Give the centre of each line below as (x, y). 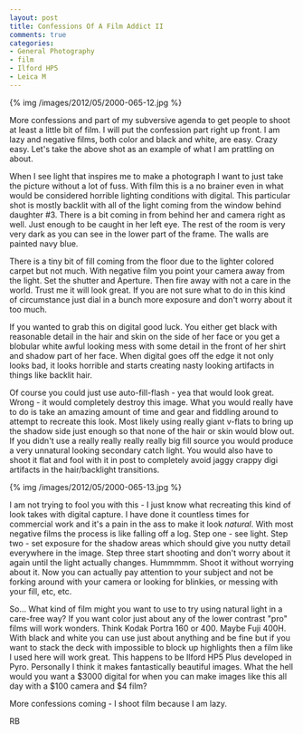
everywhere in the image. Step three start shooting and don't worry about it (150, 553)
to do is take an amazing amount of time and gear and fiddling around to (144, 411)
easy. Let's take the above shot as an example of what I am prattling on (142, 149)
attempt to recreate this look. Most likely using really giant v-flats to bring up (151, 421)
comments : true (38, 34)
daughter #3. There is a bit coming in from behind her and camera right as (147, 215)
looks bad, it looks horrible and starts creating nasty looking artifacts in (142, 365)
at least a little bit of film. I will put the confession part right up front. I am (145, 130)
